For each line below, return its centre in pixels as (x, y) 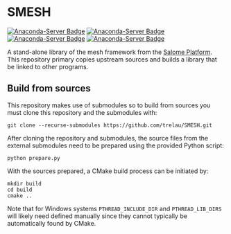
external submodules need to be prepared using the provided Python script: (115, 145)
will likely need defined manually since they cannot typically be (97, 216)
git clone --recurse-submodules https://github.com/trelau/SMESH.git (110, 125)
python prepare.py (34, 158)
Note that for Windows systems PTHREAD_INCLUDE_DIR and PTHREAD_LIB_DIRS (114, 208)
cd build (20, 190)
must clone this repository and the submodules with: (82, 112)
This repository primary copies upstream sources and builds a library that (112, 59)
